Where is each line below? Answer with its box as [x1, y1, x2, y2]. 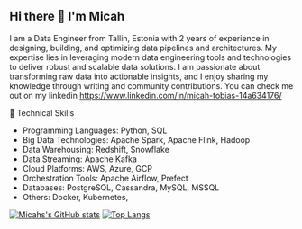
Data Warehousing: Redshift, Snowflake [22, 144, 169, 154]
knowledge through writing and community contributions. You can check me [9, 80, 294, 91]
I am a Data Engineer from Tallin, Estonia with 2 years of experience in [9, 32, 270, 43]
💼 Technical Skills [9, 107, 75, 118]
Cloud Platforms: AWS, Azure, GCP [22, 163, 153, 173]
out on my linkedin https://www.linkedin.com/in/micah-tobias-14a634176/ [9, 90, 282, 101]
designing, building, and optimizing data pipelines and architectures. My [9, 42, 278, 53]
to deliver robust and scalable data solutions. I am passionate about [9, 61, 261, 72]
